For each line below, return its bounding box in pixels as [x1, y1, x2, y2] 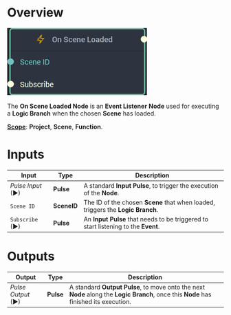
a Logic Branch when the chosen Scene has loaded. [7, 109, 156, 118]
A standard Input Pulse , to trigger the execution [83, 181, 219, 190]
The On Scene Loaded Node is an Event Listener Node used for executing [7, 102, 219, 110]
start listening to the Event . [83, 222, 160, 231]
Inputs [7, 146, 45, 162]
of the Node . [83, 188, 120, 197]
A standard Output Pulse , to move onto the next [69, 283, 205, 292]
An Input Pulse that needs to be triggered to [83, 215, 208, 224]
